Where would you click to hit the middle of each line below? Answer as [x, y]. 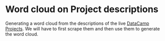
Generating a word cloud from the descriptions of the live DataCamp [77, 23]
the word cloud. [22, 34]
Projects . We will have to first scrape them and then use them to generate [82, 28]
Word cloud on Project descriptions [82, 9]
